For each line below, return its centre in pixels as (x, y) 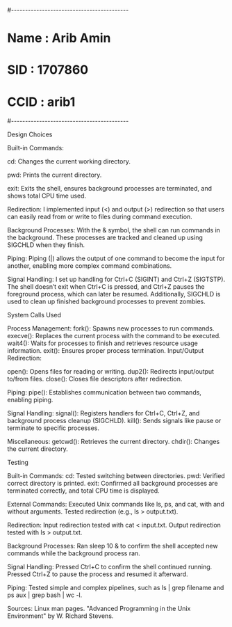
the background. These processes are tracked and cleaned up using (105, 238)
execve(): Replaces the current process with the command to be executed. (114, 336)
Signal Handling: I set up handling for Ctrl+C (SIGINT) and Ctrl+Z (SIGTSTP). (116, 279)
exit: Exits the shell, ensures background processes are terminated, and (110, 189)
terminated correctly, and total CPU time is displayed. (83, 491)
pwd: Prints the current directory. (55, 175)
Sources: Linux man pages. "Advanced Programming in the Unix (99, 609)
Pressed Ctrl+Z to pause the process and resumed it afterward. (98, 574)
